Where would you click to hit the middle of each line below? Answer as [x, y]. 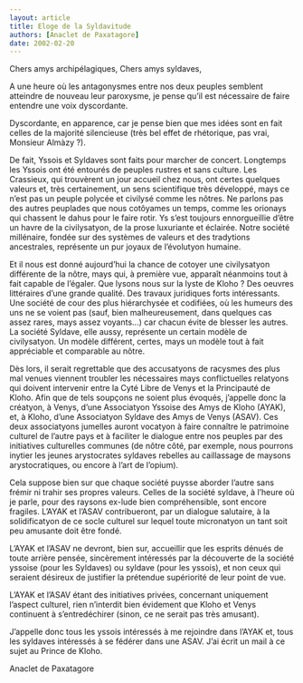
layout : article [40, 18]
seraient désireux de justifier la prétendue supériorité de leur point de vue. [148, 578]
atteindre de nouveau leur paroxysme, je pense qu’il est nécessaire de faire [150, 96]
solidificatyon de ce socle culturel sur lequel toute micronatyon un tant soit [148, 522]
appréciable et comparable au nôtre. [77, 351]
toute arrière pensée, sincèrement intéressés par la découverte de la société [152, 558]
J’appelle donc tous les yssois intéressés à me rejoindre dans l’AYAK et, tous [151, 632]
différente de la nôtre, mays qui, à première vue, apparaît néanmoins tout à [148, 274]
